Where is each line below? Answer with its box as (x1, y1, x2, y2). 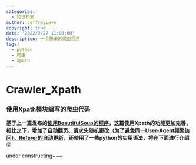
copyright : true (6, 25, 46, 31)
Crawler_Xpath (6, 83, 81, 96)
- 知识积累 (11, 14, 35, 20)
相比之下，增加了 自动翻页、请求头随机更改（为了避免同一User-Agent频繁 (6, 127, 185, 134)
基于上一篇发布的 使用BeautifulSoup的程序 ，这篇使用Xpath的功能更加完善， (6, 119, 191, 126)
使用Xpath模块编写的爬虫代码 (6, 105, 91, 113)
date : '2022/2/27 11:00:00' (6, 31, 75, 36)
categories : (6, 8, 35, 15)
